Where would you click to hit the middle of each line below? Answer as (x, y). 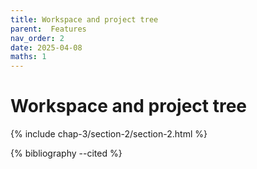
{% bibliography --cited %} (66, 153)
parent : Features (48, 29)
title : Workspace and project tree (84, 19)
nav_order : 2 (37, 38)
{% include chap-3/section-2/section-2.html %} (109, 134)
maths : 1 (28, 57)
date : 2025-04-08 (46, 47)
